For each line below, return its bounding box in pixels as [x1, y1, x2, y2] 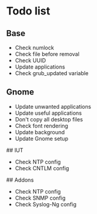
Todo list [6, 4, 51, 18]
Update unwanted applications [14, 103, 92, 110]
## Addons [6, 176, 34, 183]
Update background [14, 128, 65, 136]
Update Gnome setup [14, 135, 69, 142]
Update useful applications [14, 109, 83, 117]
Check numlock [14, 44, 54, 51]
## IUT [6, 146, 23, 154]
